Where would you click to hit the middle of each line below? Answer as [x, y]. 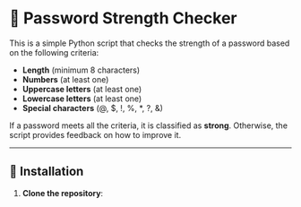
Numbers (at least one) [65, 79]
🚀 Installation [47, 172]
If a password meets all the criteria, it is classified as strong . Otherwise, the [149, 125]
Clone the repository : [63, 193]
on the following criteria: [54, 52]
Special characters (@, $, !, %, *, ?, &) [93, 108]
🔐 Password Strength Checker [123, 18]
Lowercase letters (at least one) [82, 99]
